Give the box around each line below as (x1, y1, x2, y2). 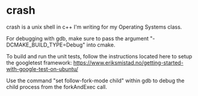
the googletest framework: (6, 59, 72, 66)
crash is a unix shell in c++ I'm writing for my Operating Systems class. (6, 23, 182, 30)
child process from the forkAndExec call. (6, 83, 107, 90)
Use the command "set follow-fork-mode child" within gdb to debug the (6, 77, 185, 84)
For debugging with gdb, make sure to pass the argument (6, 35, 149, 42)
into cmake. (86, 41, 116, 48)
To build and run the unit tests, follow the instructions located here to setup (6, 52, 193, 60)
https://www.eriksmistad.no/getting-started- (73, 59, 184, 66)
